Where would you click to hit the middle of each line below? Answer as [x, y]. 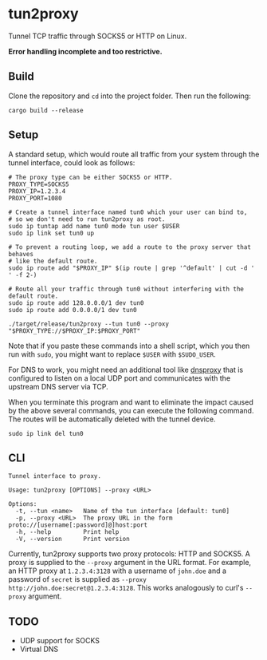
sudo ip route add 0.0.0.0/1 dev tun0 [73, 310]
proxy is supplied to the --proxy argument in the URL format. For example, [130, 563]
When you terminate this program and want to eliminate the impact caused [131, 402]
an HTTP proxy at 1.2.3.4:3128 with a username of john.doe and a [118, 571]
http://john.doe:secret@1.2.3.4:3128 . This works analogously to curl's [126, 588]
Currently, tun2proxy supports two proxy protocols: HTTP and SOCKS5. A [130, 554]
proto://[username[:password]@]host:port [78, 525]
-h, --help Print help [67, 532]
